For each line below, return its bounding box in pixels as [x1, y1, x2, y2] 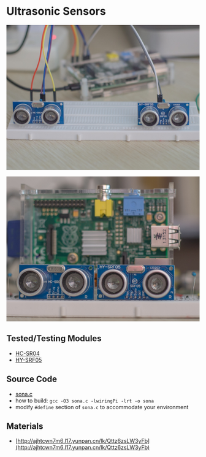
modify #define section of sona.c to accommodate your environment [15, 403, 189, 410]
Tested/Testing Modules [6, 333, 102, 344]
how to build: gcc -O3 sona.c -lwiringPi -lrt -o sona [15, 397, 154, 404]
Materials [6, 421, 44, 431]
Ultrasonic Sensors [6, 4, 106, 18]
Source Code [6, 374, 57, 385]
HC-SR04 [15, 350, 40, 357]
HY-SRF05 [15, 356, 42, 363]
